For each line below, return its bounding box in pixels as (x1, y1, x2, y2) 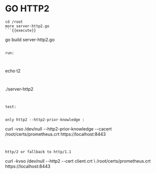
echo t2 (5, 68, 21, 74)
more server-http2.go (5, 23, 50, 29)
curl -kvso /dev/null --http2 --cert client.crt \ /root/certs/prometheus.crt (5, 158, 151, 164)
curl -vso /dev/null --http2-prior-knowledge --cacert (5, 126, 112, 131)
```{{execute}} (5, 28, 36, 33)
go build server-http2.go (5, 37, 55, 43)
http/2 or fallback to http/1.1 (5, 149, 71, 154)
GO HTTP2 (5, 3, 50, 14)
